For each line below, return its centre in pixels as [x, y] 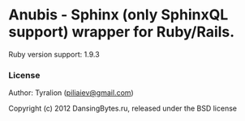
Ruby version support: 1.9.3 [54, 54]
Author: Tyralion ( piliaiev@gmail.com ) [71, 93]
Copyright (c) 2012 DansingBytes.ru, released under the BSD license [123, 108]
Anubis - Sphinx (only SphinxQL [118, 15]
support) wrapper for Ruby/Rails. [122, 32]
